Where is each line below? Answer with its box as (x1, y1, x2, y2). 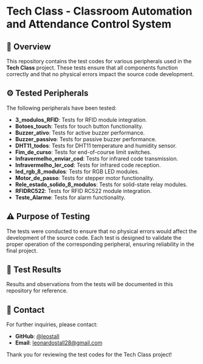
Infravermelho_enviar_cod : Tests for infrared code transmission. (15, 155, 178, 162)
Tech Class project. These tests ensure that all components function (6, 64, 178, 71)
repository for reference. (6, 287, 68, 295)
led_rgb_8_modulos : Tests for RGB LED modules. (15, 167, 140, 175)
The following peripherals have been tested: (6, 104, 117, 111)
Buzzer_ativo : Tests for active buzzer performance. (15, 129, 145, 136)
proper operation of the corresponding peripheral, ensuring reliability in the (6, 240, 194, 248)
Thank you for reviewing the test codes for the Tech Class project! (6, 351, 172, 359)
